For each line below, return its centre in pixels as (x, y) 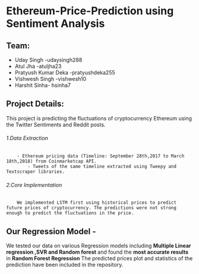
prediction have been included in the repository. (65, 265)
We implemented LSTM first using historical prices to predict (97, 203)
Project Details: (35, 104)
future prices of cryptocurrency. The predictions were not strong (91, 208)
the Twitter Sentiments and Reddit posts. (56, 124)
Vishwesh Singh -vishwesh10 (50, 79)
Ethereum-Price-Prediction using (90, 11)
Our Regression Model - (51, 231)
